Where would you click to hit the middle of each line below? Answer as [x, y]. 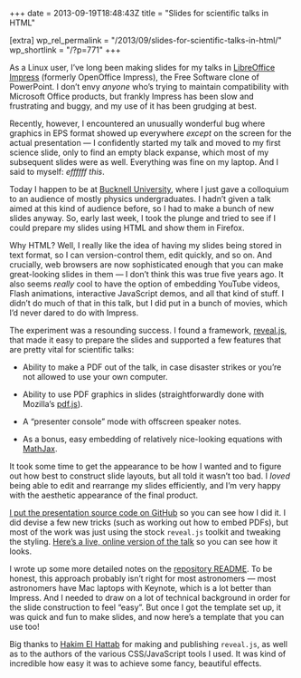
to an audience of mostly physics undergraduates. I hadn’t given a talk [140, 199]
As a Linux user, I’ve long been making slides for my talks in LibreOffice [142, 68]
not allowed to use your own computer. [95, 377]
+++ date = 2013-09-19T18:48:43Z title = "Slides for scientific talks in [139, 13]
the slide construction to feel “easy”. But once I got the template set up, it [146, 607]
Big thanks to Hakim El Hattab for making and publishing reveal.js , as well [148, 644]
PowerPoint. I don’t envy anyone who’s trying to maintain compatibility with [149, 87]
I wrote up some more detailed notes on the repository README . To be [141, 569]
